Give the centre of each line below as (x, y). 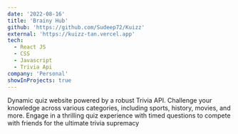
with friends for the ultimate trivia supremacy (73, 123)
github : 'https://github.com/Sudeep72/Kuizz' (76, 27)
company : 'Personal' (38, 73)
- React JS (30, 47)
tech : (15, 41)
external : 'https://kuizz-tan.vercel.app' (71, 34)
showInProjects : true (40, 80)
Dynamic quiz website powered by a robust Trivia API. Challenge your (110, 100)
